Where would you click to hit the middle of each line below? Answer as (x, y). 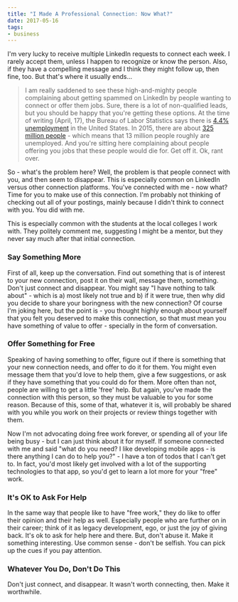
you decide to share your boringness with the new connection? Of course (115, 303)
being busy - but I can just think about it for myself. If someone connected (116, 441)
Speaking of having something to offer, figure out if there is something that (117, 359)
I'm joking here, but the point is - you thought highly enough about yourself (117, 311)
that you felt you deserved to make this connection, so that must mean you (117, 318)
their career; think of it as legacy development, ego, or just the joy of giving (117, 528)
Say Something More (44, 257)
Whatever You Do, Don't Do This (64, 569)
